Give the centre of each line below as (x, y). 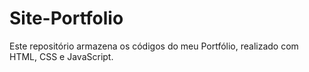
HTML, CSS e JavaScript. (61, 56)
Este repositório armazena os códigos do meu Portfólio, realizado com (154, 46)
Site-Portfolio (66, 18)
